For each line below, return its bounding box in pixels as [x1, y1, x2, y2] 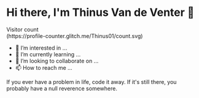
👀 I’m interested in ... [15, 44, 68, 51]
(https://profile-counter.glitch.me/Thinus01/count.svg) [6, 32, 143, 39]
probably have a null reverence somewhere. [6, 85, 118, 92]
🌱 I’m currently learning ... [15, 50, 81, 58]
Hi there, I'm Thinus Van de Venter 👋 [6, 6, 195, 20]
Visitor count [6, 26, 39, 33]
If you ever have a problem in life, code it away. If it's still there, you [6, 78, 177, 85]
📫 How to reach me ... [15, 64, 72, 71]
